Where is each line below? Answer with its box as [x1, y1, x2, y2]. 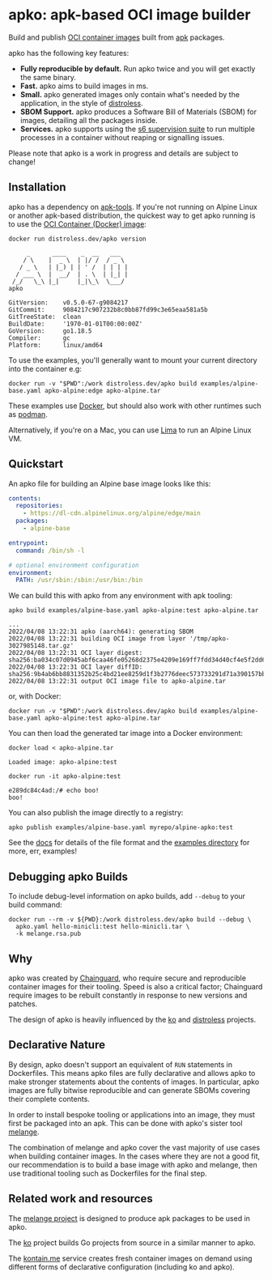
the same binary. [19, 72, 77, 82]
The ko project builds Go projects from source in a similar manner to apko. [8, 1237, 257, 1248]
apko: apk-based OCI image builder [8, 6, 251, 24]
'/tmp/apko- [189, 635, 230, 643]
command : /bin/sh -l [15, 546, 85, 555]
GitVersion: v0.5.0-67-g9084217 [8, 298, 129, 307]
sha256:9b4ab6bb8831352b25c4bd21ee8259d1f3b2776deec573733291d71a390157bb [8, 670, 266, 678]
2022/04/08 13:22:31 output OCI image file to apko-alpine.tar [8, 678, 227, 686]
